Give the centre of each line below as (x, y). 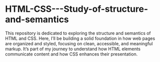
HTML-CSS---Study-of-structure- (77, 9)
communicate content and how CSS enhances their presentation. (71, 54)
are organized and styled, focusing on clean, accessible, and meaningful (79, 43)
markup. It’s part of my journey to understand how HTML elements (73, 49)
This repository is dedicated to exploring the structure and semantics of (78, 33)
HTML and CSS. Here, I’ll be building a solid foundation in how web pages (80, 38)
